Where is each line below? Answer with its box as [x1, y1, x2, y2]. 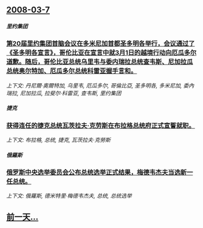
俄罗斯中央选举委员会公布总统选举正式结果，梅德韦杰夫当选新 [6, 168, 187, 177]
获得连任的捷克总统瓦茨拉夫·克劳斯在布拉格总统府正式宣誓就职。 [6, 121, 196, 130]
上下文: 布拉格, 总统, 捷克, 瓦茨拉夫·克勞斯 [6, 136, 111, 143]
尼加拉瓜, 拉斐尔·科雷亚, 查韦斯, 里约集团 [19, 89, 122, 97]
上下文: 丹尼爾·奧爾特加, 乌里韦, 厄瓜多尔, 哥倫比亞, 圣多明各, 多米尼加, [6, 81, 182, 89]
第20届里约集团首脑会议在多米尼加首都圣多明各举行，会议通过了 [6, 40, 195, 48]
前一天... [6, 212, 39, 222]
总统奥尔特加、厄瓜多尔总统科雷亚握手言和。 [6, 67, 137, 75]
